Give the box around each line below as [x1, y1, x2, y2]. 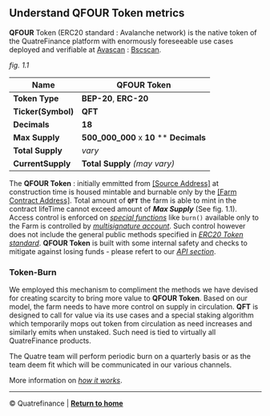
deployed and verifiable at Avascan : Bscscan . [9, 44, 162, 55]
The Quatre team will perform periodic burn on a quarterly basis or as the [9, 352, 252, 361]
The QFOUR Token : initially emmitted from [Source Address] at [9, 178, 219, 188]
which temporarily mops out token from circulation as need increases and [9, 319, 252, 329]
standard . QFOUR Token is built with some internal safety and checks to [9, 238, 248, 248]
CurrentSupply [13, 158, 71, 169]
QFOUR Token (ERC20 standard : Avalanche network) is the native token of [9, 27, 257, 37]
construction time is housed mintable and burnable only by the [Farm [9, 187, 237, 196]
